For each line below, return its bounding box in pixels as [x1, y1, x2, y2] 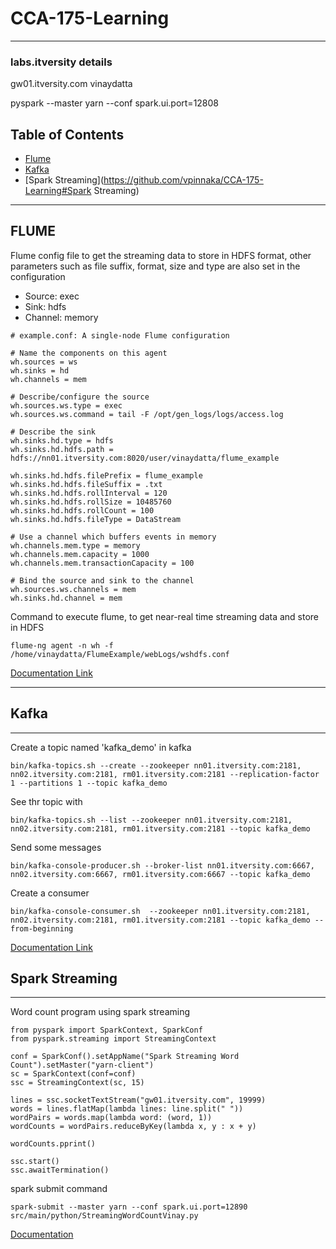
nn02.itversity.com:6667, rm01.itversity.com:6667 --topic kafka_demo [10, 869, 311, 879]
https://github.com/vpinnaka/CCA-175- [103, 174, 264, 186]
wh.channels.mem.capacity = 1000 [10, 549, 150, 559]
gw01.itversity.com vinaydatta [10, 78, 133, 90]
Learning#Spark [24, 185, 92, 197]
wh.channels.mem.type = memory [10, 540, 141, 551]
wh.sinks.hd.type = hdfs [10, 435, 114, 446]
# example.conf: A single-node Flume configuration [10, 330, 230, 341]
